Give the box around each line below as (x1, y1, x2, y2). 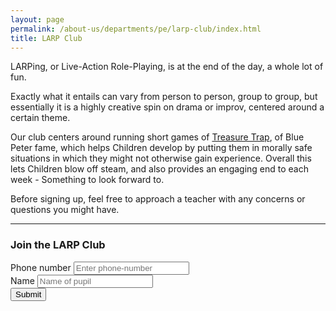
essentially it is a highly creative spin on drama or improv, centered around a (10, 101, 325, 113)
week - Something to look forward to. (10, 174, 165, 186)
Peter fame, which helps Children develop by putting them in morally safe (10, 142, 313, 154)
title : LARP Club (10, 33, 83, 43)
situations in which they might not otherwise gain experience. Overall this (10, 152, 312, 165)
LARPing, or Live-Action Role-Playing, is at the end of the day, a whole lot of (10, 61, 324, 73)
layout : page (10, 14, 65, 25)
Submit (15, 289, 42, 300)
